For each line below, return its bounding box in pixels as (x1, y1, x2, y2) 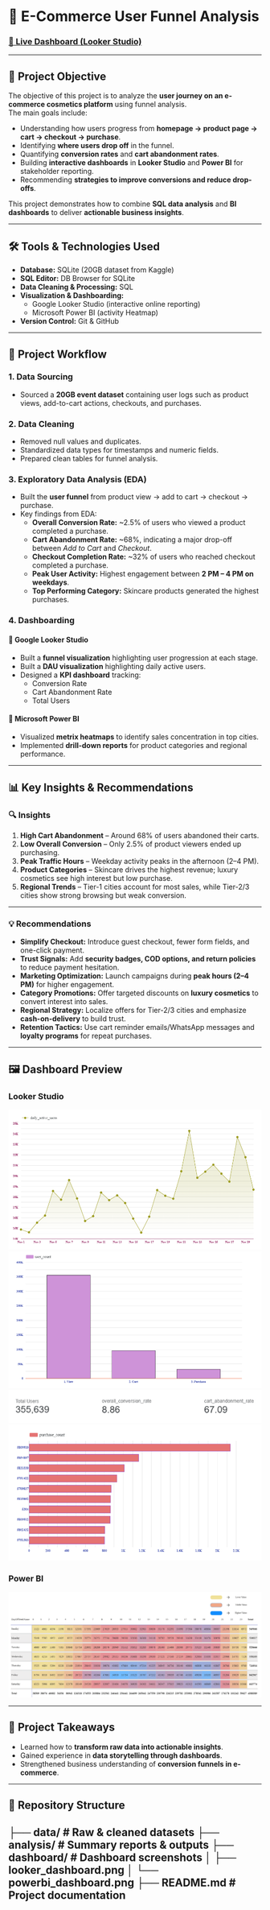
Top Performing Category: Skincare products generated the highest (31, 586, 260, 596)
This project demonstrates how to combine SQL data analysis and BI (8, 199, 237, 209)
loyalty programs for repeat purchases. (19, 1031, 153, 1040)
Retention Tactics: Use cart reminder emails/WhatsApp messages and (19, 1022, 255, 1031)
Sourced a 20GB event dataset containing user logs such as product (19, 390, 249, 399)
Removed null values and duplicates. (19, 436, 142, 446)
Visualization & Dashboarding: (19, 291, 125, 300)
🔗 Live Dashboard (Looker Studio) (8, 36, 142, 48)
